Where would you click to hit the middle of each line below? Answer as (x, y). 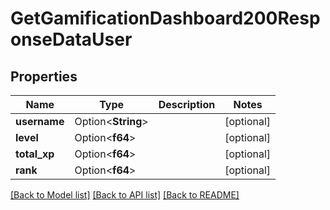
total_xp (35, 154)
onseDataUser (71, 39)
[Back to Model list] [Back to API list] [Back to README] (125, 195)
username (40, 121)
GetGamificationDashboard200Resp (165, 18)
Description (187, 104)
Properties (44, 76)
